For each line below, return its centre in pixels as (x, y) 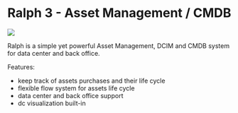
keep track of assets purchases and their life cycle (91, 81)
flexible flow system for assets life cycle (76, 88)
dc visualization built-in (52, 103)
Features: (21, 67)
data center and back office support (70, 95)
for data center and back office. (54, 53)
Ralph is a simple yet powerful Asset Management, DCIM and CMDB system (118, 46)
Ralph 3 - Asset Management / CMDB (119, 13)
